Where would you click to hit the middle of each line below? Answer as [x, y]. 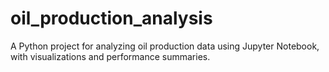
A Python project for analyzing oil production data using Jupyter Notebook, [165, 46]
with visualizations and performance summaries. [110, 56]
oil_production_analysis [111, 18]
